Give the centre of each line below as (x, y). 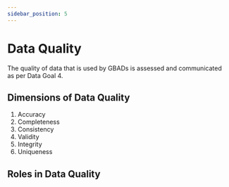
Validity (29, 137)
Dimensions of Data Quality (69, 97)
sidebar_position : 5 (38, 14)
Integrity (30, 144)
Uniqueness (35, 152)
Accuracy (31, 115)
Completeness (38, 122)
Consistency (36, 129)
